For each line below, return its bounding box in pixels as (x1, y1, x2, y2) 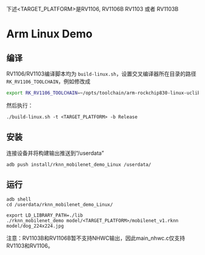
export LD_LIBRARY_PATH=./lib (6, 212, 84, 218)
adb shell (6, 196, 32, 203)
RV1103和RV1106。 (6, 242, 54, 249)
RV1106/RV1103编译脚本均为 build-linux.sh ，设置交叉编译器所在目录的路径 (6, 70, 196, 77)
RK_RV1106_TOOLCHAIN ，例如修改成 (6, 78, 91, 85)
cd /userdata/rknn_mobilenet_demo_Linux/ (6, 201, 113, 207)
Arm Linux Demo (6, 27, 93, 41)
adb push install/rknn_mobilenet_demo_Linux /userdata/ (6, 161, 151, 168)
